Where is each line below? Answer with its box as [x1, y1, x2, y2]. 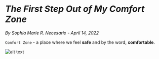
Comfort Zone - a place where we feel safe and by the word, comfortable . [5, 39, 155, 45]
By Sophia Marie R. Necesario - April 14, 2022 [5, 30, 99, 36]
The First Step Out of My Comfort [5, 3, 145, 15]
